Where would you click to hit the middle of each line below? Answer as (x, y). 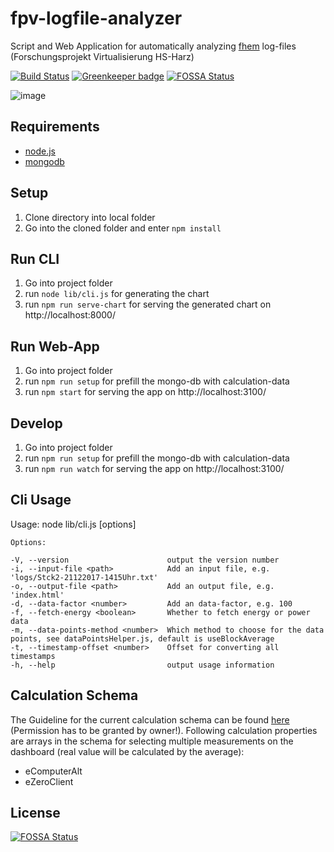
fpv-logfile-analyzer (96, 18)
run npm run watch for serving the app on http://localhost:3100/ (154, 468)
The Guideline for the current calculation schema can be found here (150, 719)
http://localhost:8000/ (70, 315)
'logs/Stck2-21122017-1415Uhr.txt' (84, 577)
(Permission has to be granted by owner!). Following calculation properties (164, 730)
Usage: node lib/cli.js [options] (73, 524)
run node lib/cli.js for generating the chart (117, 294)
